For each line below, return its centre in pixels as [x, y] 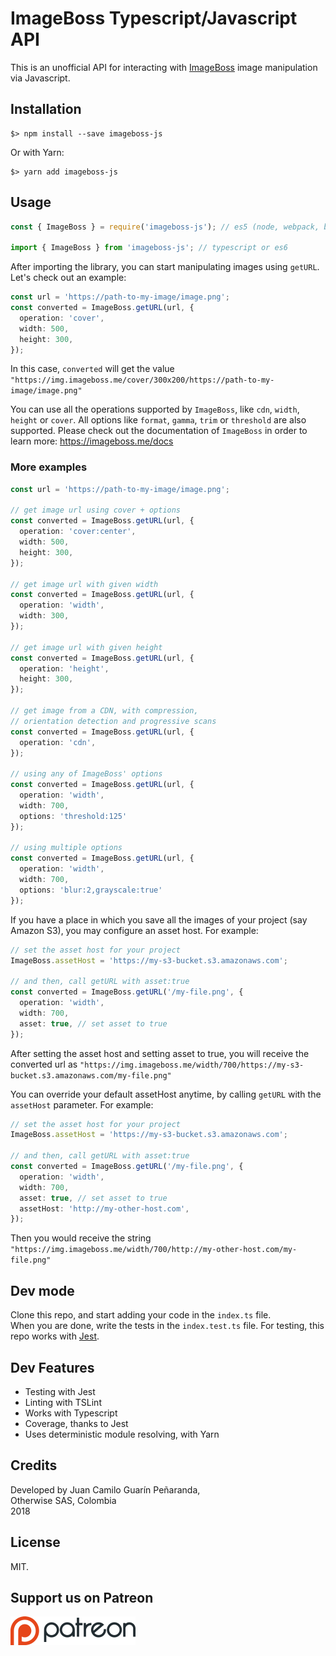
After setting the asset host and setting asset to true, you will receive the [160, 1053]
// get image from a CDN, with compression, [104, 711]
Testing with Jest [60, 1391]
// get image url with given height [86, 647]
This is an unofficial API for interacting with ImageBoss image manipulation [164, 67]
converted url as [44, 1064]
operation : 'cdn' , [58, 742]
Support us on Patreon [82, 1598]
